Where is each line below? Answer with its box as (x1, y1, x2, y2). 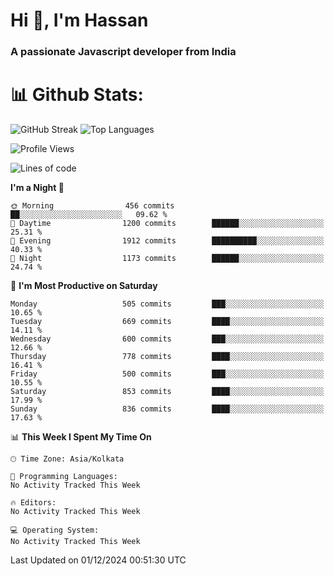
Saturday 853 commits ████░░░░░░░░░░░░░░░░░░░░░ (10, 387, 325, 397)
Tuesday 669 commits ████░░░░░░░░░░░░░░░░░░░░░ (10, 317, 325, 327)
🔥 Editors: (10, 498, 57, 508)
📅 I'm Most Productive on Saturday (10, 280, 158, 292)
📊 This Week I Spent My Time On (10, 431, 152, 443)
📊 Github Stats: (10, 84, 144, 106)
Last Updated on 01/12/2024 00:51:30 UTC (10, 554, 187, 566)
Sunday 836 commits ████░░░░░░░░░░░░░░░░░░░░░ (10, 404, 325, 414)
